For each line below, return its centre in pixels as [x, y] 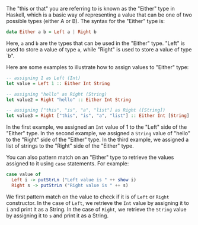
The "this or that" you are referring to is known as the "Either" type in [90, 9]
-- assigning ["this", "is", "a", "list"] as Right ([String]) [86, 110]
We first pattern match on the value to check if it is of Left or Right [88, 197]
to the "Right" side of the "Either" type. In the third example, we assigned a [98, 140]
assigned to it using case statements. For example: [68, 164]
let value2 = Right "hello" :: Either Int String [69, 100]
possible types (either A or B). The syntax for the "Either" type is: [85, 21]
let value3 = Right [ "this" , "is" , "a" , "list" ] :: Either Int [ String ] [98, 116]
